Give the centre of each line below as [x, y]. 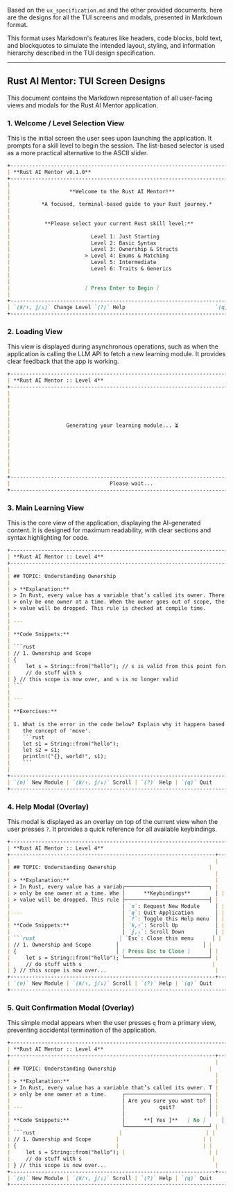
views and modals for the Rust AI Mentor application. [83, 105]
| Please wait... [80, 484]
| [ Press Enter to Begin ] [83, 288]
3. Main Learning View [46, 507]
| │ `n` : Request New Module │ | [116, 906]
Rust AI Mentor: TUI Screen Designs [86, 81]
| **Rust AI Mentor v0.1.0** [49, 172]
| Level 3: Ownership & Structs [93, 249]
